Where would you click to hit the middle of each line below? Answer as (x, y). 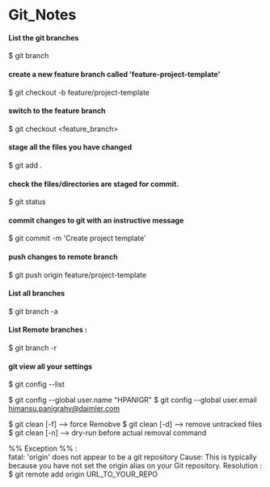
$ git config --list (36, 384)
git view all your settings (51, 366)
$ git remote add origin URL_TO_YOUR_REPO (83, 474)
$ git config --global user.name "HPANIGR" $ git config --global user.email (133, 400)
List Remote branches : (48, 330)
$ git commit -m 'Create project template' (78, 238)
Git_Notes (42, 15)
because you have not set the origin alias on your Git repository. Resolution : (135, 466)
